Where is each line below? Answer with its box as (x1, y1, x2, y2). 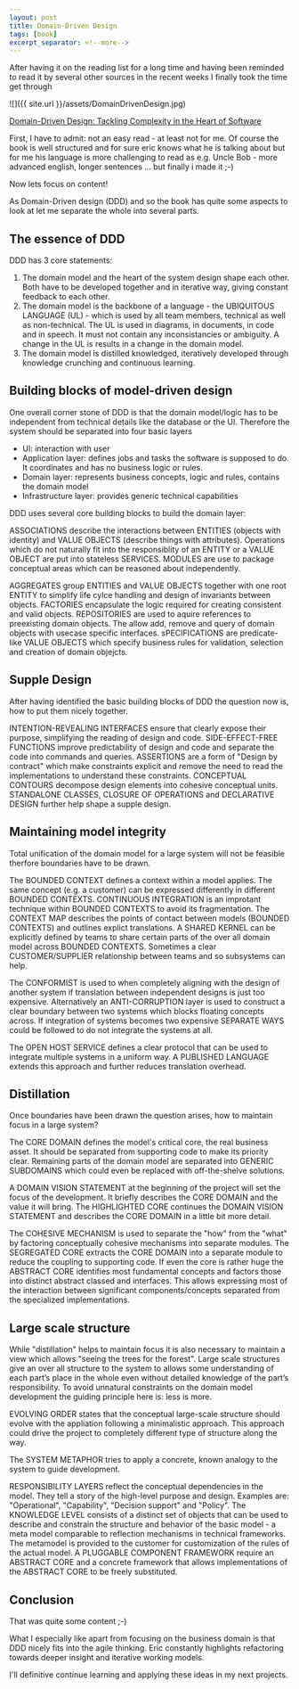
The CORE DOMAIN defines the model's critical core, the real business (9, 1137, 269, 1148)
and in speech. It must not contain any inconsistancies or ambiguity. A (21, 329, 280, 340)
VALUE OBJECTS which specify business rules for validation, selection (23, 636, 284, 647)
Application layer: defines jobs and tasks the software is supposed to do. (21, 452, 289, 463)
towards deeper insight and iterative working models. (9, 1652, 205, 1662)
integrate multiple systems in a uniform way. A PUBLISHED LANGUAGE (9, 1051, 270, 1062)
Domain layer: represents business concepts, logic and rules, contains (21, 471, 280, 482)
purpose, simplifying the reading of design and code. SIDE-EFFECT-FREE (9, 732, 279, 742)
